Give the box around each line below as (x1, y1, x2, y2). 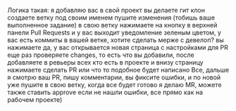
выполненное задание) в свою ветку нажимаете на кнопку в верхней (7, 21, 218, 29)
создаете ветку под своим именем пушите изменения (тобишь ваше (7, 13, 216, 22)
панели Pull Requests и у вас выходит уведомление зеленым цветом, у (7, 28, 222, 37)
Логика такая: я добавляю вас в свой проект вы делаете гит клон (7, 6, 206, 14)
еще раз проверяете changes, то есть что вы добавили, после (7, 51, 195, 59)
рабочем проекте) (7, 96, 63, 104)
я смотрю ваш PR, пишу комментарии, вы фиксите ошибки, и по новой (7, 73, 221, 81)
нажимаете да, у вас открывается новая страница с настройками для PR (7, 44, 229, 51)
